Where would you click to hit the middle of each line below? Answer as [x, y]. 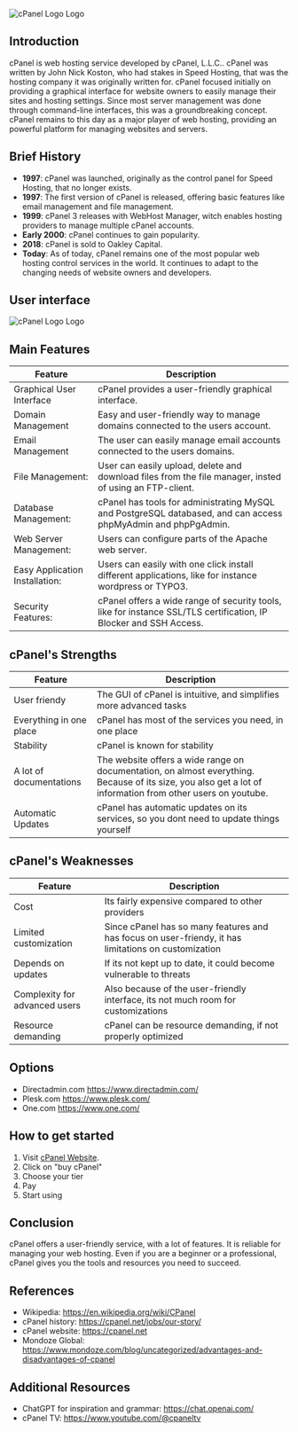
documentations [47, 782]
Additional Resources [70, 1387]
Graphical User [45, 389]
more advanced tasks [141, 706]
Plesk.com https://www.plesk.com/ [86, 1099]
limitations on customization [163, 949]
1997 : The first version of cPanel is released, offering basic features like [153, 197]
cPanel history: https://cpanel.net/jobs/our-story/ [112, 1322]
